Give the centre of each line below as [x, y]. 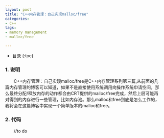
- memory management [26, 32]
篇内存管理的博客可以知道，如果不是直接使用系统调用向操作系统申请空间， [80, 87]
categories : [17, 19]
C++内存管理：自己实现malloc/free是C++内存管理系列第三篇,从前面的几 [86, 81]
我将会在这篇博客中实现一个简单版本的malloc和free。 [59, 106]
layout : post [18, 10]
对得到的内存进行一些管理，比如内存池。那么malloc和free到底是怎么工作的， [82, 100]
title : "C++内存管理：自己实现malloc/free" [47, 14]
